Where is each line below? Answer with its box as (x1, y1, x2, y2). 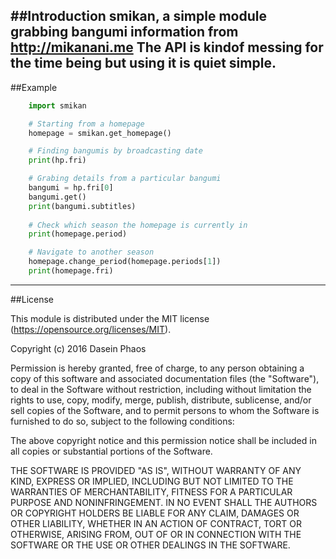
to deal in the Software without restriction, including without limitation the (10, 383, 312, 395)
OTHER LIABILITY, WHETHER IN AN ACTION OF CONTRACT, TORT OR (10, 517, 302, 529)
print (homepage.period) (28, 229, 128, 239)
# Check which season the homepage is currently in (28, 220, 248, 230)
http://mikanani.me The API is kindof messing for (10, 39, 324, 56)
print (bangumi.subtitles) (28, 201, 137, 211)
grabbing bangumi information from (10, 24, 239, 41)
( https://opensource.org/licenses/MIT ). (10, 323, 172, 335)
